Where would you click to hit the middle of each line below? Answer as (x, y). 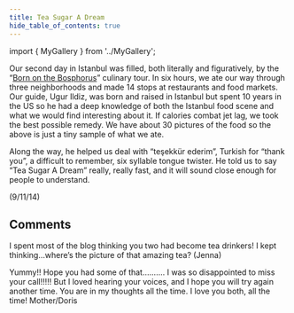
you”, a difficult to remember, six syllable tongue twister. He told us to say (143, 160)
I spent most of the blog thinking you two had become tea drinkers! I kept (143, 246)
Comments (40, 224)
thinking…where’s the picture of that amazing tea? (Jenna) (116, 255)
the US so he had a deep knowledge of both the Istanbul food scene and (142, 106)
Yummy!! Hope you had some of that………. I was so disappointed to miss (142, 272)
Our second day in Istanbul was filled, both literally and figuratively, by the (144, 68)
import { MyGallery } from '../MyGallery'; (83, 51)
